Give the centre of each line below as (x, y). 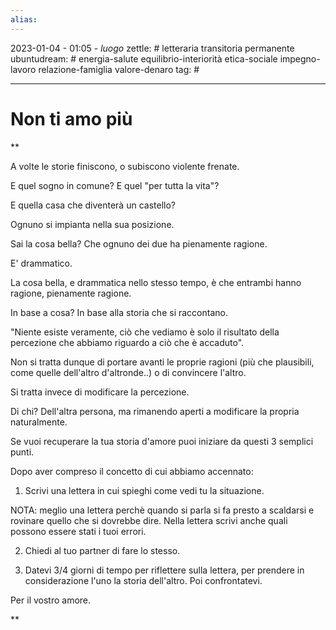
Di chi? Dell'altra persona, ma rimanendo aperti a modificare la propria (155, 411)
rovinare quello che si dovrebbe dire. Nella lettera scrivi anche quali (149, 520)
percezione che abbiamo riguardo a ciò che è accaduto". (127, 342)
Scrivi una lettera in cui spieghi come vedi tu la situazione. (144, 490)
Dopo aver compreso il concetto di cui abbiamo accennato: (132, 471)
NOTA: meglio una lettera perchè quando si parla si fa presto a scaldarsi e (162, 510)
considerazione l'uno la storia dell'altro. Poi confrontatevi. (143, 580)
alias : (24, 19)
